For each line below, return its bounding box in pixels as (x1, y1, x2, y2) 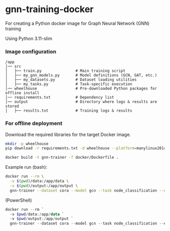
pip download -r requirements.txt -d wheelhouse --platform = (5, 146, 137, 151)
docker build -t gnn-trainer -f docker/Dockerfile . (5, 155, 119, 160)
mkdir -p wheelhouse (5, 141, 49, 146)
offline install (5, 90, 39, 96)
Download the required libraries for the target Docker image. (5, 131, 131, 137)
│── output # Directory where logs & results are (5, 100, 157, 105)
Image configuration (5, 48, 57, 55)
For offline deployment (5, 120, 62, 127)
